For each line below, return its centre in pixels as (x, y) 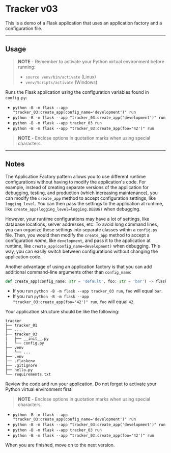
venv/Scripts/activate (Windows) (61, 82)
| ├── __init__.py (27, 339)
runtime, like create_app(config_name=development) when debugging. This (83, 246)
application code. (23, 257)
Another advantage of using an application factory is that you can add (79, 267)
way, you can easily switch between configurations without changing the (82, 251)
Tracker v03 (32, 9)
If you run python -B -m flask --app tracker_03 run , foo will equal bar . (88, 291)
